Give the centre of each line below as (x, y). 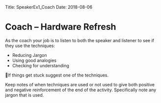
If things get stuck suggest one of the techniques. (58, 75)
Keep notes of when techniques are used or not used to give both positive (80, 84)
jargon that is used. (25, 95)
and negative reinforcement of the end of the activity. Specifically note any (81, 90)
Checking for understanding (41, 65)
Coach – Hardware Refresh (61, 27)
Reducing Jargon (29, 55)
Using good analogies (34, 60)
